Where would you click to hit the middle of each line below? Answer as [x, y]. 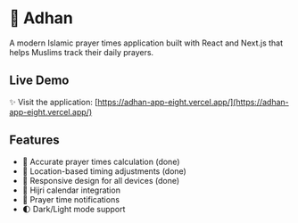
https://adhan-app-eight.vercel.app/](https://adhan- [193, 102]
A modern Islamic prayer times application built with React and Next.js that [146, 43]
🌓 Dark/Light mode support [74, 209]
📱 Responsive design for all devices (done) [101, 180]
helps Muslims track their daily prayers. [82, 52]
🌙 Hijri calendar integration [71, 190]
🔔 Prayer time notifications [71, 199]
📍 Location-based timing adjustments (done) [104, 171]
